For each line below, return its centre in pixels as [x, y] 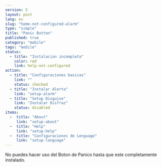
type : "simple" [21, 29]
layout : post [19, 15]
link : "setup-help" [36, 131]
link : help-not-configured [42, 66]
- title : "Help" [28, 126]
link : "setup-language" [41, 140]
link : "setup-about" [37, 122]
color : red [25, 61]
